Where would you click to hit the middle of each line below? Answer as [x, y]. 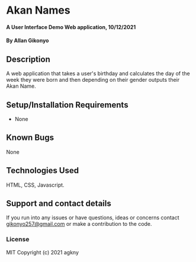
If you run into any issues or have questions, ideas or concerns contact [93, 218]
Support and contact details [59, 204]
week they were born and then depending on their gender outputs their [93, 80]
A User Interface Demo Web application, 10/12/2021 [71, 27]
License [18, 239]
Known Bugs [30, 138]
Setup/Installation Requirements [67, 105]
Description [28, 59]
